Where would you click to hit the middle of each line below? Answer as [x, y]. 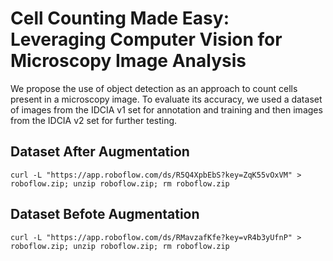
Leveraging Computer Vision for [146, 39]
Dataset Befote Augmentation [105, 214]
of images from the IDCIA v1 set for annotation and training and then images [166, 109]
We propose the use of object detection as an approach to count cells [154, 88]
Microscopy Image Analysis [128, 61]
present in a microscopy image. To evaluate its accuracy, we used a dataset [166, 99]
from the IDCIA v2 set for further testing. [94, 120]
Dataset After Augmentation [100, 152]
